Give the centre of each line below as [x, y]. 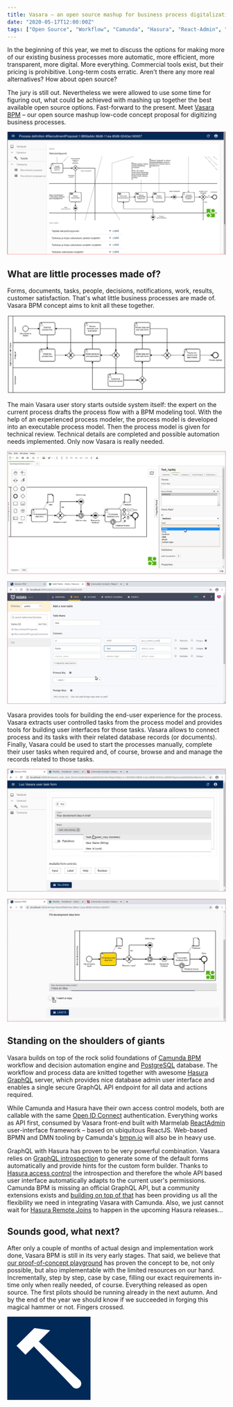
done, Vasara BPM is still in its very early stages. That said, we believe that [114, 1256]
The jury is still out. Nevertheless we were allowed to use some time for [109, 93]
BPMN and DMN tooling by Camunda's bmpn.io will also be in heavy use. [112, 1137]
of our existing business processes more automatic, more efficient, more [111, 57]
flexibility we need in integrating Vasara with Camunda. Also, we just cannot [115, 1202]
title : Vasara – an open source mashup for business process [97, 15]
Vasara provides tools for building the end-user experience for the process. [115, 715]
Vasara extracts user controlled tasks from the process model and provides [115, 722]
